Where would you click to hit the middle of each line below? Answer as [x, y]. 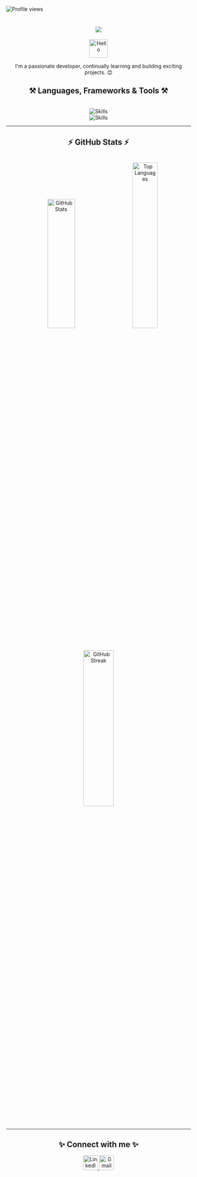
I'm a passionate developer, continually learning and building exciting [98, 66]
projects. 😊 [98, 72]
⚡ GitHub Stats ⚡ [98, 142]
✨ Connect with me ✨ [98, 1144]
